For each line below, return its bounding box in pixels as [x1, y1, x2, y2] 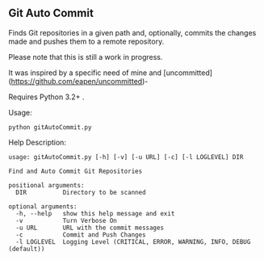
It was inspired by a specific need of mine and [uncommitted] [8, 68, 212, 78]
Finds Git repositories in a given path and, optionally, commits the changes [8, 27, 257, 37]
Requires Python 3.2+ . [8, 92, 85, 102]
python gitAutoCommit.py [8, 123, 92, 132]
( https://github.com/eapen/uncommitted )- [8, 76, 149, 86]
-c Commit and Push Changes [15, 230, 147, 239]
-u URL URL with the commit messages [15, 224, 164, 232]
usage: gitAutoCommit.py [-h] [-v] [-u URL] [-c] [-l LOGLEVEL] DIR [8, 153, 244, 161]
